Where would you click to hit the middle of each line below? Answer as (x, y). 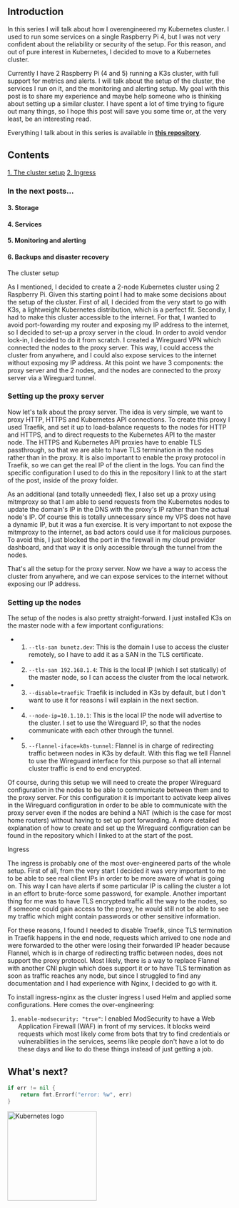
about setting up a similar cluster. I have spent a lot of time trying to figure (116, 104)
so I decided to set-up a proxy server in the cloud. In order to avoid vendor (117, 332)
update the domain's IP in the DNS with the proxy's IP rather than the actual (118, 509)
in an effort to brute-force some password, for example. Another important (117, 893)
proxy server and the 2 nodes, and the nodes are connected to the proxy (114, 370)
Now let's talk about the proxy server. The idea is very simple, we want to (115, 412)
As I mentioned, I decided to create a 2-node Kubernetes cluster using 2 (113, 287)
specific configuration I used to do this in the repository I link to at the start (117, 472)
